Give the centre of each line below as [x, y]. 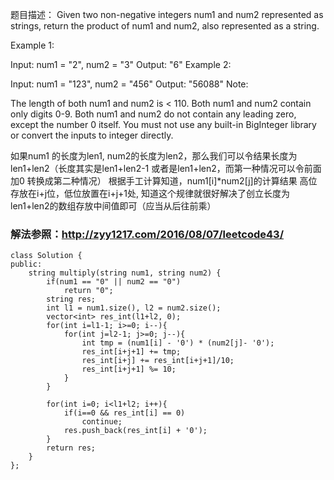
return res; [71, 448]
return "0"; [88, 291]
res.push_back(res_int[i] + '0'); [135, 431]
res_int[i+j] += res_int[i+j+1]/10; [158, 361]
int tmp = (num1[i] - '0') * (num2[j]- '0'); [178, 343]
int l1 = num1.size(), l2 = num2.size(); [134, 308]
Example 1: [32, 45]
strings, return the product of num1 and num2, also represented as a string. [165, 26]
